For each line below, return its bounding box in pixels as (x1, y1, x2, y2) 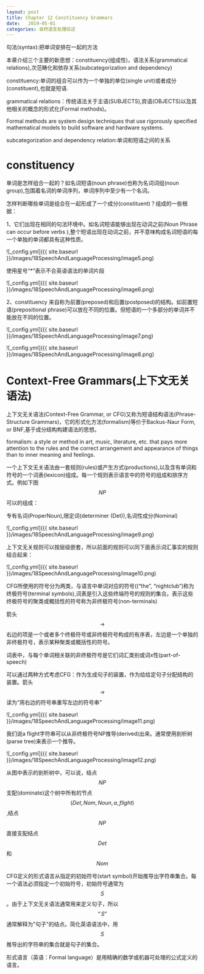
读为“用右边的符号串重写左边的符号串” (6, 699, 102, 706)
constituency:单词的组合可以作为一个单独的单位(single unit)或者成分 (6, 77, 177, 84)
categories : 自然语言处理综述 (6, 26, 76, 32)
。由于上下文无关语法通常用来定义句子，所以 (6, 900, 119, 907)
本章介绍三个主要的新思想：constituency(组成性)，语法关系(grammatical (6, 56, 188, 64)
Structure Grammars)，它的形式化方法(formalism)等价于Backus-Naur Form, (6, 418, 196, 426)
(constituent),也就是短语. (6, 85, 69, 92)
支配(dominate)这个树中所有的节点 (6, 789, 93, 797)
